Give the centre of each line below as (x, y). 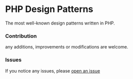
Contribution (21, 36)
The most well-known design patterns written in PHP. (60, 23)
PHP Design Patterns (49, 9)
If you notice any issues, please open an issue (53, 70)
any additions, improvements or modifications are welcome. (67, 47)
